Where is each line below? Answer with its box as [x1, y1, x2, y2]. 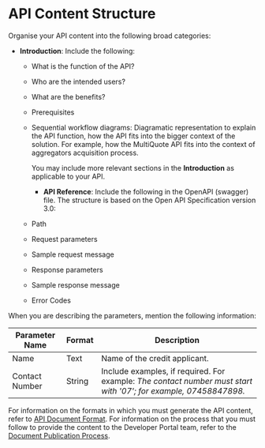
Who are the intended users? [31, 77, 126, 86]
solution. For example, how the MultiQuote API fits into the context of [31, 139, 256, 149]
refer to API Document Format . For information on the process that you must [8, 414, 256, 424]
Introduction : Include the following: [19, 46, 136, 55]
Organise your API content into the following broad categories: [8, 31, 211, 40]
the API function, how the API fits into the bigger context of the [31, 131, 236, 141]
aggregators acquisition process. [31, 148, 140, 157]
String [65, 375, 89, 386]
